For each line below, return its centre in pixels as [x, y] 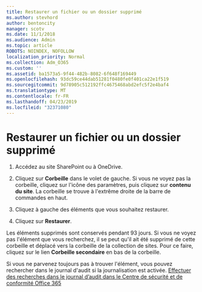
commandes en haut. [41, 198]
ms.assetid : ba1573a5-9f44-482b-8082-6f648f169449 [71, 74]
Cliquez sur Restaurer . [43, 221]
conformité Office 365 [34, 283]
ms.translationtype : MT [36, 91]
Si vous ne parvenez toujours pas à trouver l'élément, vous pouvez [90, 264]
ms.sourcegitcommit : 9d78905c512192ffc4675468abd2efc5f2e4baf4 [88, 85]
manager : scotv [25, 29]
